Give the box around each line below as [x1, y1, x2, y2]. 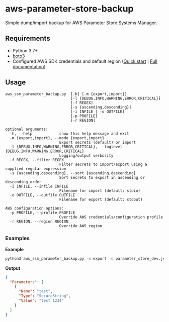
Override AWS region [59, 223, 102, 229]
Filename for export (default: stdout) [59, 197, 143, 202]
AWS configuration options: [5, 205, 64, 211]
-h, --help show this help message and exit [10, 131, 129, 136]
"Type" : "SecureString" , [18, 293, 71, 299]
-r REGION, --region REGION [10, 219, 69, 224]
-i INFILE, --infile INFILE [10, 184, 69, 189]
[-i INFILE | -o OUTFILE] [70, 109, 125, 114]
